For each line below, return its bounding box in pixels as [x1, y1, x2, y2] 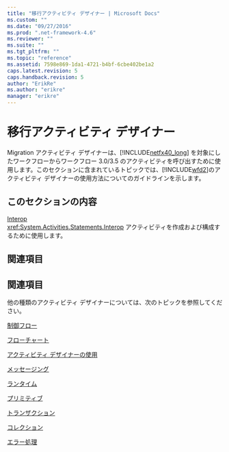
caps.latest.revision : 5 [7, 67, 78, 74]
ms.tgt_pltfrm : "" [7, 49, 59, 55]
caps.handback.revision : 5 [7, 73, 84, 81]
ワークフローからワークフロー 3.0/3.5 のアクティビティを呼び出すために [12, 157, 215, 165]
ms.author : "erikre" [7, 86, 66, 93]
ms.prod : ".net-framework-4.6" [7, 29, 96, 36]
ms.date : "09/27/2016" [7, 23, 72, 29]
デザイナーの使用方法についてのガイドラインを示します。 [44, 174, 205, 182]
